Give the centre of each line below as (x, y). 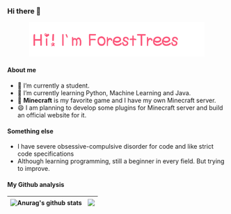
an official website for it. (52, 115)
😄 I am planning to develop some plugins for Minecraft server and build (120, 108)
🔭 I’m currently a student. (53, 85)
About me (22, 70)
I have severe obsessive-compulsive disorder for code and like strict (115, 147)
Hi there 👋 (24, 11)
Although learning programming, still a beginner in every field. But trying (121, 161)
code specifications (46, 154)
